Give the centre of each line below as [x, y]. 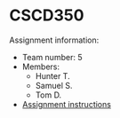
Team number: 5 [52, 57]
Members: [41, 67]
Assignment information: [54, 40]
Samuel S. [54, 85]
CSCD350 [47, 16]
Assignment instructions [66, 104]
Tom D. [48, 95]
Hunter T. [52, 75]
